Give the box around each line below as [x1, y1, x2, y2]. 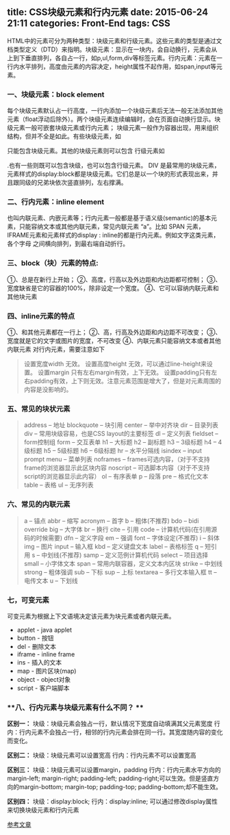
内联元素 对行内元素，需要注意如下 [7, 345, 105, 353]
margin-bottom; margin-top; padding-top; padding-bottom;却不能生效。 [18, 783, 222, 791]
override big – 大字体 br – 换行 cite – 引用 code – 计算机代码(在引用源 [23, 525, 218, 533]
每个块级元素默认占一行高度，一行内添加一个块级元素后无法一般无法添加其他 [7, 107, 223, 115]
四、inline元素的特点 [7, 311, 75, 320]
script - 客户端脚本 [16, 684, 70, 692]
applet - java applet [16, 626, 73, 634]
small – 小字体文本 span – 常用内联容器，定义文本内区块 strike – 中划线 [23, 559, 223, 567]
